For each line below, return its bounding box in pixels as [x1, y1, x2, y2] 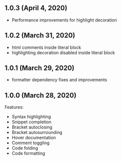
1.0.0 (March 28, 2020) [4, 91, 77, 99]
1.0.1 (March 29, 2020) [4, 64, 75, 72]
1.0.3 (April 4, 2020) [4, 4, 67, 12]
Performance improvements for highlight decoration [11, 17, 118, 23]
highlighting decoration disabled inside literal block [11, 49, 115, 56]
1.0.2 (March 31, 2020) [4, 32, 75, 40]
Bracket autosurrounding [11, 129, 62, 135]
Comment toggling [11, 140, 50, 146]
